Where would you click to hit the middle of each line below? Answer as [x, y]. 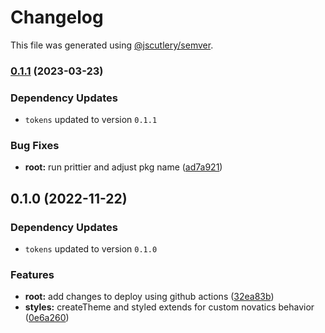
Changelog [57, 17]
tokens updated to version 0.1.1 [91, 120]
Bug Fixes [35, 146]
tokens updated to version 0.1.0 [91, 249]
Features [32, 275]
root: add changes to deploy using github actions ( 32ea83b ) [149, 297]
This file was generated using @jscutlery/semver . [112, 45]
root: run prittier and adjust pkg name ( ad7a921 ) [123, 167]
